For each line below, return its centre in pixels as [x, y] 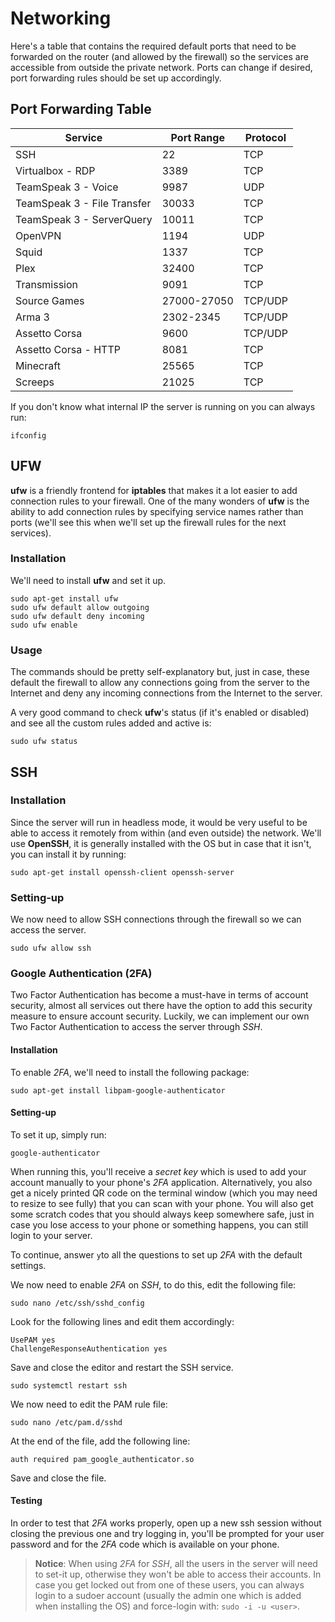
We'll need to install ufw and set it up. [88, 580]
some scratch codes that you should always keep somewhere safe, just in [162, 1214]
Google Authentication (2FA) [81, 974]
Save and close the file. [58, 1478]
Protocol [265, 137]
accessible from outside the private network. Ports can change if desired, [161, 67]
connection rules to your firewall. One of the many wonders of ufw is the [160, 501]
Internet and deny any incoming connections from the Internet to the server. [166, 693]
